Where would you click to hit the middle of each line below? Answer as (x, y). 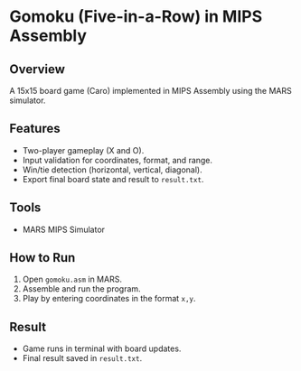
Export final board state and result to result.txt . (113, 179)
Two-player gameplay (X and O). (83, 150)
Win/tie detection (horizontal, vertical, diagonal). (112, 170)
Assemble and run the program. (82, 289)
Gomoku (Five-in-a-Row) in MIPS (136, 17)
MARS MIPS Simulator (64, 229)
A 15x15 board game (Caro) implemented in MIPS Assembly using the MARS (150, 91)
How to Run (42, 258)
